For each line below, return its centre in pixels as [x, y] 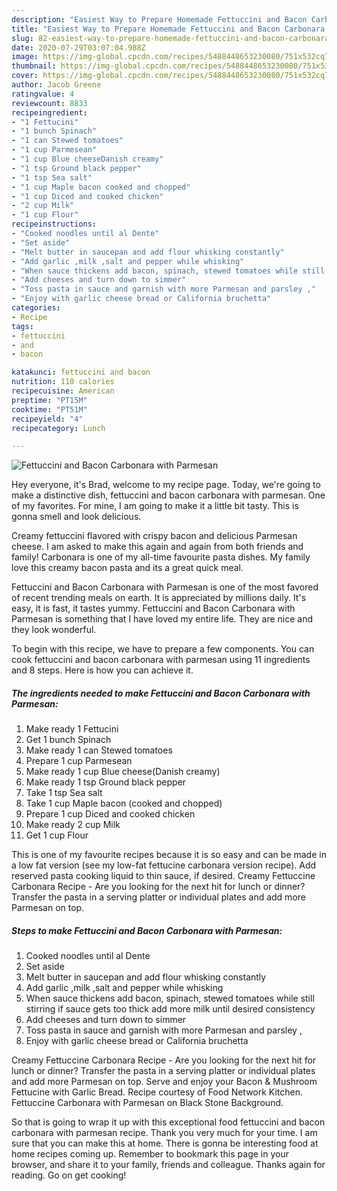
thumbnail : [34, 66]
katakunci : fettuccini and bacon [81, 372]
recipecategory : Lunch [58, 428]
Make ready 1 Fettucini [72, 729]
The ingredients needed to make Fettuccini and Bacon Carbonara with [161, 693]
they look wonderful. [54, 630]
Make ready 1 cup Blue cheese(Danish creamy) [123, 772]
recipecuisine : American [63, 391]
